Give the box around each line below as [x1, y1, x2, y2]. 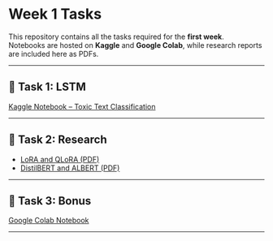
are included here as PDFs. [8, 49, 99, 58]
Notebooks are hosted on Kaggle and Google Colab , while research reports [8, 40, 262, 49]
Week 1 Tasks [8, 5, 102, 24]
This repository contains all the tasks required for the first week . [8, 32, 225, 41]
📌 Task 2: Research [8, 133, 107, 147]
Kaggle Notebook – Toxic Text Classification [8, 101, 156, 111]
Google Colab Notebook [8, 216, 89, 226]
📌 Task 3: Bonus [8, 194, 92, 208]
